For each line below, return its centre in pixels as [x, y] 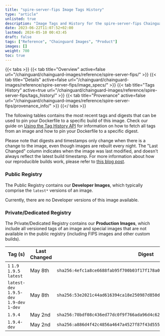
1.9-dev [16, 302]
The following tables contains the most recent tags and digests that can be [81, 116]
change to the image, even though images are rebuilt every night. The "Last [82, 146]
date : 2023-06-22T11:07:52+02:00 [39, 28]
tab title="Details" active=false [36, 80]
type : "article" [22, 14]
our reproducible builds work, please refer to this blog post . [65, 162]
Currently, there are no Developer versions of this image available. [72, 200]
